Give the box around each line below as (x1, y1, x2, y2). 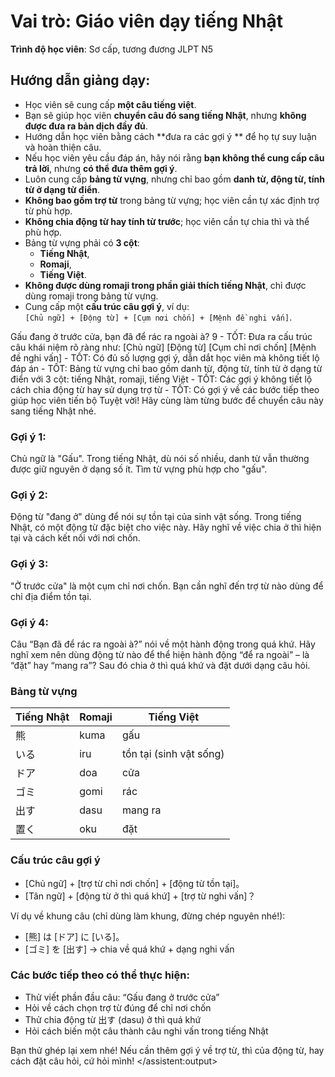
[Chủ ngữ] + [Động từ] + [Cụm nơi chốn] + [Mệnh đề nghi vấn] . (24, 311, 293, 323)
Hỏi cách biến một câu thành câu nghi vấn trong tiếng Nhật (24, 1025, 269, 1037)
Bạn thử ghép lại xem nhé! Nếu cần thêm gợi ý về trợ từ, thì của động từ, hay (10, 1044, 325, 1056)
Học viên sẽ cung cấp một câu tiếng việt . (24, 98, 197, 110)
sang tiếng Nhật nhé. (10, 405, 97, 417)
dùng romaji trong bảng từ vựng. (24, 290, 159, 302)
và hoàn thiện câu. (24, 141, 102, 153)
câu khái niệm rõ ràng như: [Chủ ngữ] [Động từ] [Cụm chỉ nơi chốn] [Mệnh (10, 341, 317, 353)
